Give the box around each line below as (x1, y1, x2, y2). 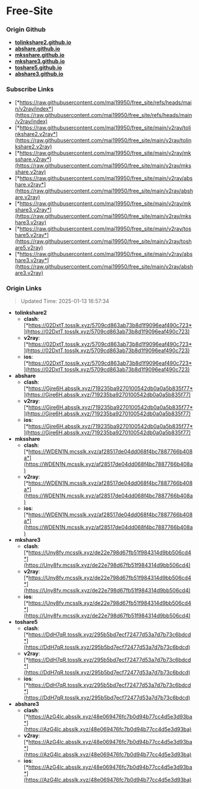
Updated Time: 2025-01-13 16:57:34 (20, 298, 109, 305)
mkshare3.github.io (14, 58, 65, 65)
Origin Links (6, 284, 42, 292)
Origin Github (6, 26, 46, 34)
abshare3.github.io (14, 70, 64, 78)
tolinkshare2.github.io (14, 39, 71, 46)
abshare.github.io (14, 45, 61, 52)
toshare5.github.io (14, 64, 62, 71)
